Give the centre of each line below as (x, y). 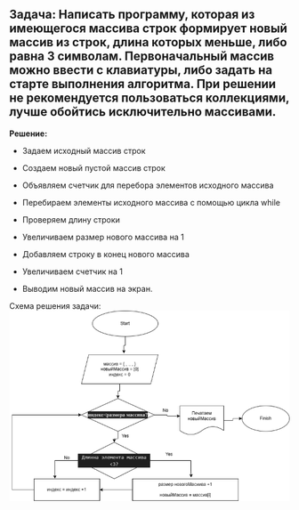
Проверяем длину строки (71, 219)
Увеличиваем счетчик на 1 (72, 271)
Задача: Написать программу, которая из (132, 15)
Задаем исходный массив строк (84, 150)
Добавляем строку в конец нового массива (105, 254)
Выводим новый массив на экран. (87, 288)
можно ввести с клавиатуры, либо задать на (141, 70)
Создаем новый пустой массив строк (94, 167)
